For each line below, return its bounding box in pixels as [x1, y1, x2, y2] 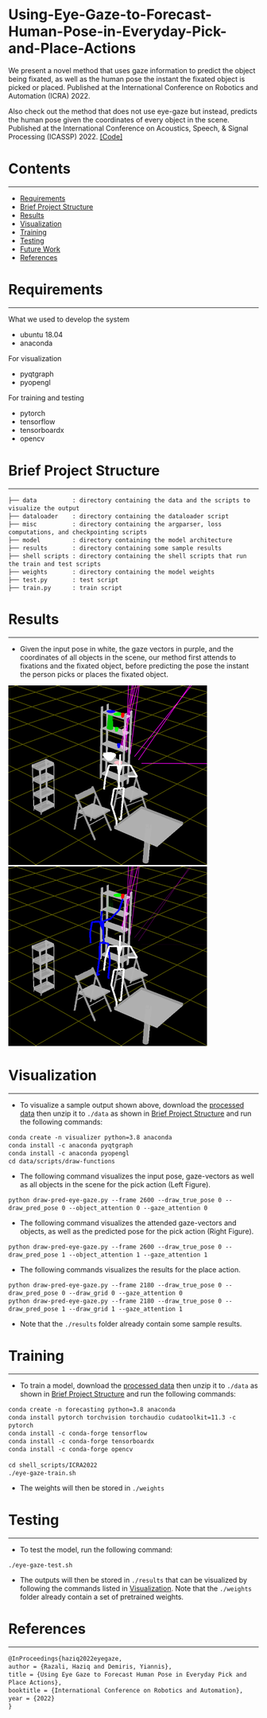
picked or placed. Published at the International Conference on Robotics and [8, 82, 258, 92]
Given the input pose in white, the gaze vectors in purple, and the [19, 644, 234, 653]
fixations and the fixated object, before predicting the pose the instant [19, 660, 250, 670]
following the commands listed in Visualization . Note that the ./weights [19, 1584, 253, 1593]
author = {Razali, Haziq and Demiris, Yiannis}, [8, 1662, 172, 1670]
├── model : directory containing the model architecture [8, 536, 233, 544]
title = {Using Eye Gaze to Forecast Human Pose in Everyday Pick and [8, 1670, 247, 1678]
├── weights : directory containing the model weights [8, 567, 215, 576]
